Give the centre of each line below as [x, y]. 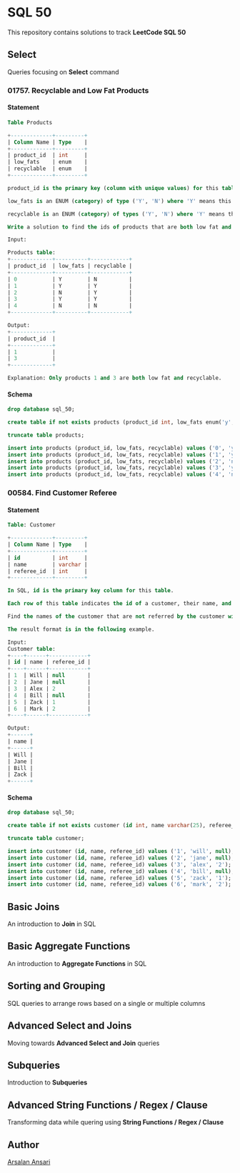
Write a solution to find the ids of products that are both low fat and [120, 227]
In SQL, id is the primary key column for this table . [91, 591]
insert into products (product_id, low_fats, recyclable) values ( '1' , [116, 454]
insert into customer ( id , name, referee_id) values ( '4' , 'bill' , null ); [121, 871]
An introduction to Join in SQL [52, 924]
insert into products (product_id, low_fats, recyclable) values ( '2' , [116, 461]
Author [23, 1145]
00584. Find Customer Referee [62, 493]
